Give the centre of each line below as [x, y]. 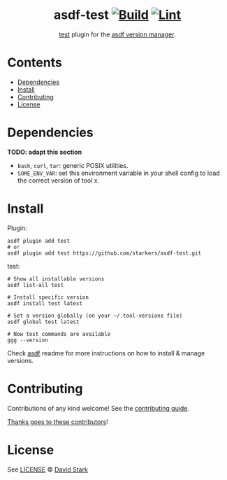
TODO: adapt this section [45, 152]
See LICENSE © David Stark [48, 470]
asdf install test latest [45, 303]
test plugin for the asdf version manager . [117, 34]
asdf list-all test [36, 285]
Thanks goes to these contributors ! [58, 422]
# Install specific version [48, 297]
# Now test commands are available [59, 334]
